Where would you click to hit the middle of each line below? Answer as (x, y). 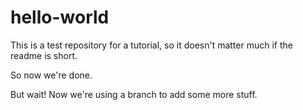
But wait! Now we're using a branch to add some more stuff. (134, 94)
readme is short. (44, 55)
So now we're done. (51, 75)
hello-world (60, 17)
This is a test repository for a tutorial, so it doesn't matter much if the (151, 45)
